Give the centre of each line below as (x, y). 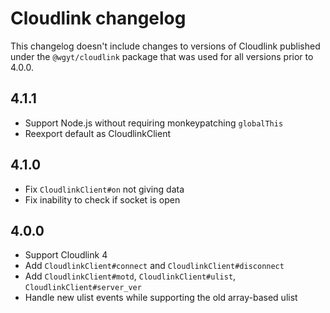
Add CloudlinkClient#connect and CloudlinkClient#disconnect (154, 266)
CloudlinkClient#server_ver (83, 288)
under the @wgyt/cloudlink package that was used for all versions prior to (162, 56)
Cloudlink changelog (98, 18)
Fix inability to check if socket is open (102, 199)
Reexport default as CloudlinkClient (97, 133)
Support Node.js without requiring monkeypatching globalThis (154, 123)
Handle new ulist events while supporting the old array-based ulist (161, 298)
